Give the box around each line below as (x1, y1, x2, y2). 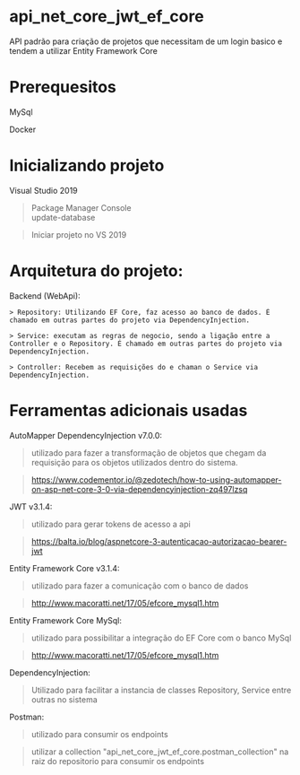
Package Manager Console (30, 202, 132, 213)
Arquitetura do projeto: (9, 261, 184, 281)
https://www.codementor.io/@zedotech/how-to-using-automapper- (30, 474, 282, 485)
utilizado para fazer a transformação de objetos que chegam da (30, 447, 267, 458)
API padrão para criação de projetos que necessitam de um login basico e (9, 36, 283, 47)
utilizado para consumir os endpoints (30, 728, 168, 739)
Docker (9, 124, 37, 135)
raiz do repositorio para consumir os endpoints (30, 755, 204, 766)
